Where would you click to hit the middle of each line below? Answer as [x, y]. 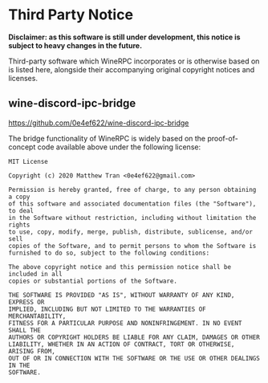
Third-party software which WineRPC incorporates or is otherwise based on [134, 61]
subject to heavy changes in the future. [75, 45]
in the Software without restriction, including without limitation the [132, 218]
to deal [21, 210]
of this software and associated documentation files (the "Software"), [132, 204]
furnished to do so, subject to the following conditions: [109, 253]
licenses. [23, 78]
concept [22, 147]
